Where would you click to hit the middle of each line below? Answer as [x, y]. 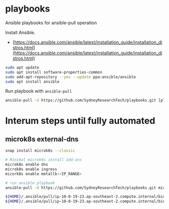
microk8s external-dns [42, 139]
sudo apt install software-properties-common [54, 72]
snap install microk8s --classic [40, 151]
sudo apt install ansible [32, 82]
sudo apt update [22, 67]
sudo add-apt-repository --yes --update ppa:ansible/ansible [71, 77]
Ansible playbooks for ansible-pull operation [51, 23]
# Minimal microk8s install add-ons [44, 160]
